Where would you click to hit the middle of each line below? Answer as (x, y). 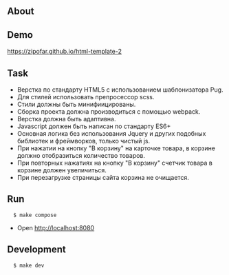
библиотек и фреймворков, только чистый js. (83, 141)
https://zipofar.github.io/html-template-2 (65, 52)
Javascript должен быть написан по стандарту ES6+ (94, 126)
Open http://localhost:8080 (56, 227)
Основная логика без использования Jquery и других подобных (111, 134)
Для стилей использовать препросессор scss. (86, 97)
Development (37, 250)
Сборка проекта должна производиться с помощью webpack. (109, 112)
